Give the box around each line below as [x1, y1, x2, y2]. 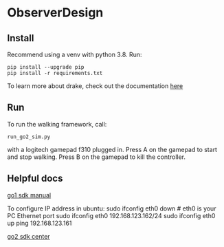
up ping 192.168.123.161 [7, 219, 72, 227]
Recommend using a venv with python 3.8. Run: [7, 50, 142, 58]
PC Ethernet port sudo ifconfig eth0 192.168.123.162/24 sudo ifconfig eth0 [7, 211, 216, 219]
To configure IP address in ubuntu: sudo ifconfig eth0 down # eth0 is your [7, 204, 216, 213]
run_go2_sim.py [7, 133, 51, 140]
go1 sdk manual [7, 191, 52, 199]
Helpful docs [7, 173, 63, 184]
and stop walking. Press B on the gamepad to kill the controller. [7, 153, 186, 161]
